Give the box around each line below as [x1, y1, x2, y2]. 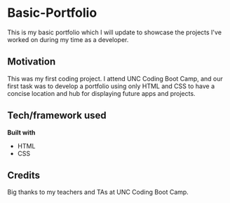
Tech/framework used [7, 110, 107, 122]
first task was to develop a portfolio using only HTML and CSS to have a [7, 82, 215, 90]
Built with [7, 128, 36, 136]
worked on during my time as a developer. [7, 35, 129, 43]
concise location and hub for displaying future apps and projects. [7, 89, 196, 97]
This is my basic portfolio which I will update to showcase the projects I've [7, 28, 222, 36]
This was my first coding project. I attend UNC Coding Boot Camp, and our [7, 74, 223, 83]
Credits [7, 169, 41, 181]
